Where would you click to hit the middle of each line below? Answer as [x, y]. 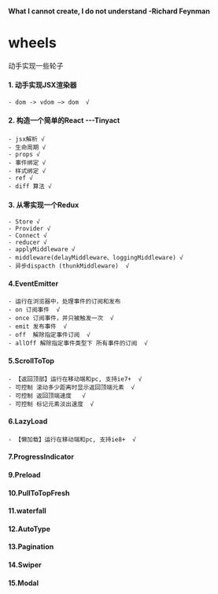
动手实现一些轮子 [36, 65]
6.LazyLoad [28, 422]
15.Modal [24, 583]
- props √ [24, 154]
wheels [32, 42]
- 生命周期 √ [27, 147]
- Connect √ [28, 236]
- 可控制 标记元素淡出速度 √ [51, 404]
